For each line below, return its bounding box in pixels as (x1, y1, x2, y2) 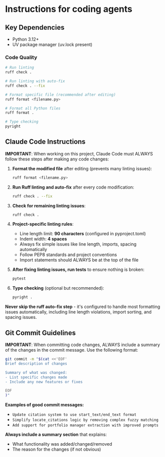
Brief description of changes (5, 361, 68, 366)
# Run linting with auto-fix (5, 79, 65, 84)
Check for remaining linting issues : (12, 203, 86, 208)
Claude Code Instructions (5, 138, 85, 146)
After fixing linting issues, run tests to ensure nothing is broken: (12, 266, 145, 273)
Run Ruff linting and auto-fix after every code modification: (12, 184, 134, 190)
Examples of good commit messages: (5, 402, 84, 408)
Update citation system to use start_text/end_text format (12, 412, 137, 417)
